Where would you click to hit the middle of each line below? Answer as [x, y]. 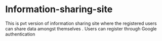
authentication [20, 34]
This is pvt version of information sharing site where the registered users [81, 23]
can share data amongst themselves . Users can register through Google [81, 28]
